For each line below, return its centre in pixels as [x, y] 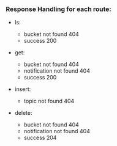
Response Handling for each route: [58, 9]
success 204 [40, 138]
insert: [23, 89]
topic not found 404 [49, 101]
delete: [23, 113]
